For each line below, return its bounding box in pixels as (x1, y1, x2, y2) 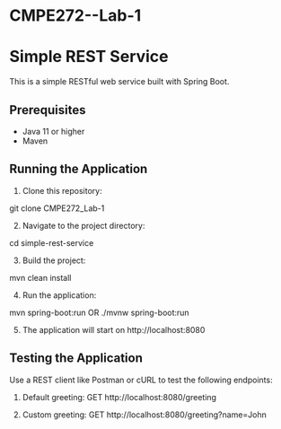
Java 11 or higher (22, 126, 85, 136)
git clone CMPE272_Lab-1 (9, 203, 105, 214)
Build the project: (22, 255, 86, 266)
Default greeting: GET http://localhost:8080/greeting (22, 391, 217, 402)
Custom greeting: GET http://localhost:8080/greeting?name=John (22, 409, 268, 420)
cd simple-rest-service (9, 237, 94, 248)
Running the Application (9, 162, 148, 177)
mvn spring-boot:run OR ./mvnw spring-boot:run (9, 307, 190, 318)
